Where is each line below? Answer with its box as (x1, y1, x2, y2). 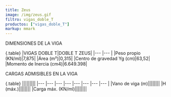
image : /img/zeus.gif (5, 12, 52, 17)
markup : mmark (5, 26, 36, 31)
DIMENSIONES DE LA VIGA (5, 40, 62, 46)
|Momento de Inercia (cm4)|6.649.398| (5, 61, 88, 67)
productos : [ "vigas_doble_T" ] (5, 21, 70, 27)
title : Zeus (5, 7, 31, 13)
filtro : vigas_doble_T (5, 17, 54, 22)
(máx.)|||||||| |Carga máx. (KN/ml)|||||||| (5, 86, 87, 92)
